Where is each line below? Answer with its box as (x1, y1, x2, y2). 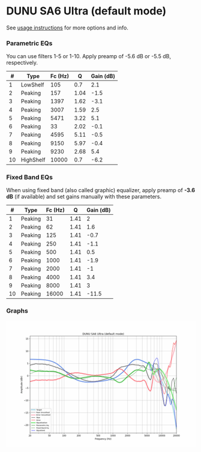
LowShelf (20, 81, 44, 88)
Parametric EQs (6, 39, 53, 47)
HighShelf (20, 156, 46, 163)
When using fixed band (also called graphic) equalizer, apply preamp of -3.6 (6, 187, 196, 194)
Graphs (6, 307, 28, 315)
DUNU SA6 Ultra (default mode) (6, 4, 167, 18)
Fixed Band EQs (6, 173, 53, 181)
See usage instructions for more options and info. (6, 24, 129, 31)
